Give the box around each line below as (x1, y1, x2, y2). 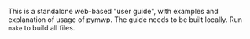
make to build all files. (8, 23, 75, 32)
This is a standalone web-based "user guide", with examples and (8, 7, 219, 16)
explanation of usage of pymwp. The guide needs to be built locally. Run (8, 15, 242, 24)
